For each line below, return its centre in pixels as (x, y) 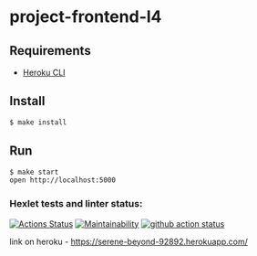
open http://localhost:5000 (63, 180)
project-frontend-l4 (86, 17)
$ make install (38, 122)
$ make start (34, 172)
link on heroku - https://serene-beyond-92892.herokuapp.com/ (129, 241)
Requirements (50, 51)
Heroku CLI (44, 72)
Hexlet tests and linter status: (76, 204)
